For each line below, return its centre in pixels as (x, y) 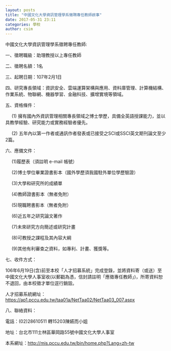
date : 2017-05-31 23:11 (31, 19)
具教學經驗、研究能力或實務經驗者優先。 (48, 122)
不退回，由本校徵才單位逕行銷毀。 (41, 283)
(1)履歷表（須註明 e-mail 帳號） (44, 161)
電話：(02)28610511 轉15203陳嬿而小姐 (46, 321)
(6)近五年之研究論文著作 (37, 216)
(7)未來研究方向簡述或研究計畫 (43, 227)
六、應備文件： (21, 151)
